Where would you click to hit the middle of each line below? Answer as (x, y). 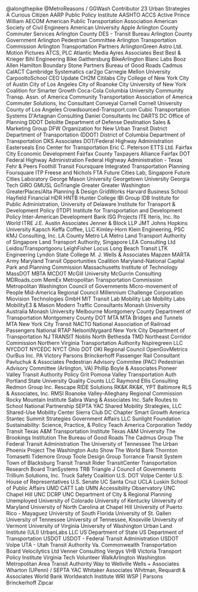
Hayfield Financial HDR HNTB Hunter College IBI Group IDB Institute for (93, 198)
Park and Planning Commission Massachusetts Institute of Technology (92, 267)
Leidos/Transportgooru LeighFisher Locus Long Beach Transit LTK (87, 248)
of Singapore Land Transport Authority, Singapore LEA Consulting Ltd (91, 242)
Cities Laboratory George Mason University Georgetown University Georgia (98, 179)
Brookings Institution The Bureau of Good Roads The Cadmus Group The (95, 438)
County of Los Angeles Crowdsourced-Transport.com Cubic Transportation (98, 110)
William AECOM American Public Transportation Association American (92, 21)
